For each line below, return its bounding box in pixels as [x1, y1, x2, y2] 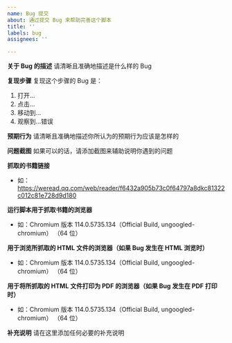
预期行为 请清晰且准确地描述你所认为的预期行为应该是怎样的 [7, 132, 179, 141]
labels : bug [7, 29, 42, 37]
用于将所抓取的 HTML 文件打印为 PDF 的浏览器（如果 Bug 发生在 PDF [7, 282, 204, 290]
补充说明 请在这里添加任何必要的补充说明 [7, 328, 125, 337]
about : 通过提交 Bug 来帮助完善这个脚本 [7, 17, 112, 24]
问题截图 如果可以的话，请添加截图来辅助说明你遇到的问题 [7, 147, 173, 155]
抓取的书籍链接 [7, 161, 50, 170]
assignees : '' [7, 36, 48, 43]
